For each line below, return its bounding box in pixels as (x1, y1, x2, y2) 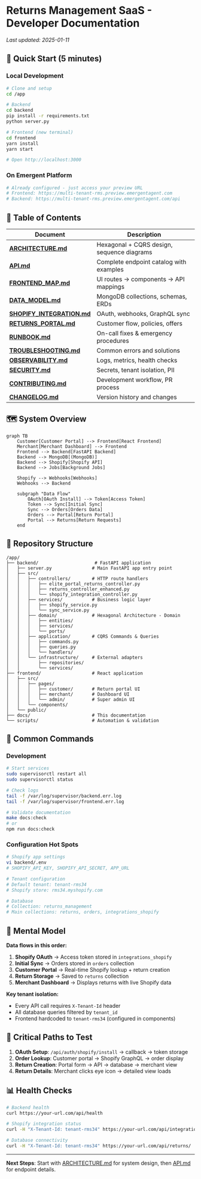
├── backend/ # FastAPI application (6, 560, 151, 566)
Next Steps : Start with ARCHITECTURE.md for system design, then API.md (6, 1159, 191, 1166)
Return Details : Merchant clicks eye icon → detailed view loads (14, 1067, 172, 1074)
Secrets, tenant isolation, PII (96, 366, 175, 374)
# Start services (6, 765, 50, 772)
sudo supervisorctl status (6, 777, 74, 783)
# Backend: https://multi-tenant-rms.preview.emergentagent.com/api (6, 196, 181, 202)
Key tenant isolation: (6, 990, 59, 998)
